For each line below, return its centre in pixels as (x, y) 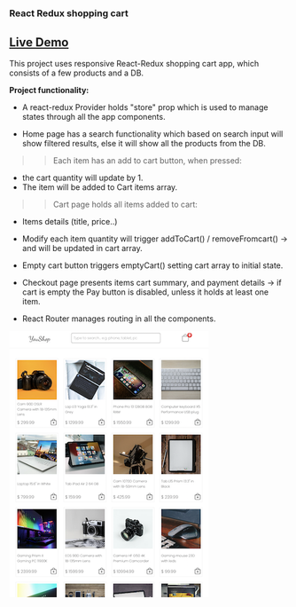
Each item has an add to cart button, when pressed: (147, 161)
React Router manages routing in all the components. (119, 319)
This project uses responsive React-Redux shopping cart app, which (134, 63)
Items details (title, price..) (70, 221)
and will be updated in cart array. (82, 248)
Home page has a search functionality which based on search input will (152, 134)
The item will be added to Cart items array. (100, 187)
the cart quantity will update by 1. (82, 177)
